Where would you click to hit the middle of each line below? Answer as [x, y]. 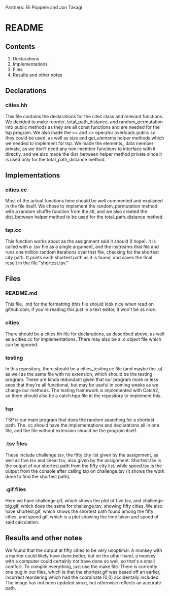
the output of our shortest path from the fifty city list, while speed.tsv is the [84, 466]
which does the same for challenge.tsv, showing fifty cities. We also [92, 506]
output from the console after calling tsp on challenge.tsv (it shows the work [85, 471]
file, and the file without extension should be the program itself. [71, 431]
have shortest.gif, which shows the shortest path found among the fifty [79, 511]
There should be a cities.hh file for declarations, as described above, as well [85, 334]
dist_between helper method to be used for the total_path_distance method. [84, 217]
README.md [21, 293]
